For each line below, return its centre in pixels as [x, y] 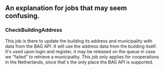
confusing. [22, 16]
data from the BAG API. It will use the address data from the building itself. [81, 46]
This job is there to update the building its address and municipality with [79, 41]
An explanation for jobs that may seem [66, 8]
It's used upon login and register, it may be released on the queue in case [80, 51]
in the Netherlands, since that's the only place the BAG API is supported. [79, 62]
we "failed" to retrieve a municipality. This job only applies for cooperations [82, 57]
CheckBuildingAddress [34, 30]
